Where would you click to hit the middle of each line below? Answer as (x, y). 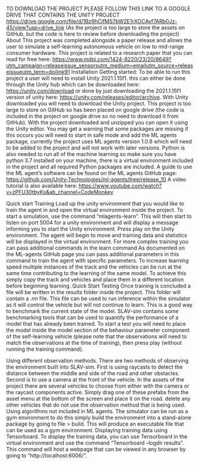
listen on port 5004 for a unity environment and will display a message (92, 222)
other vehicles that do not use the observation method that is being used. (96, 405)
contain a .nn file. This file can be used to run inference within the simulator (99, 298)
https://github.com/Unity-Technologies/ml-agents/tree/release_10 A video (96, 179)
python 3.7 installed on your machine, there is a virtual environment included (100, 160)
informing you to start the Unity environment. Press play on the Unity (90, 229)
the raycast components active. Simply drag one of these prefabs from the (97, 392)
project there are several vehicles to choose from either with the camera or (98, 386)
